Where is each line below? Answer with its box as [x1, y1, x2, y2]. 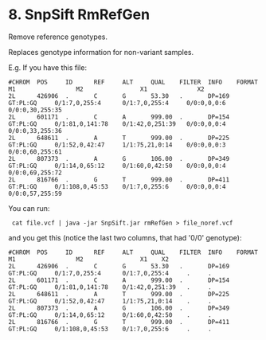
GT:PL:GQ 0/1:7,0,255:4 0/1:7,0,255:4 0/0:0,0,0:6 [8, 99, 226, 107]
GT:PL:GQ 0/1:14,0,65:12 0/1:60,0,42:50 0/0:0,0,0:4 [8, 162, 226, 170]
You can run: [8, 203, 50, 213]
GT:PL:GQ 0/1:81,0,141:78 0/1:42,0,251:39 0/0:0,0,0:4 [8, 119, 226, 128]
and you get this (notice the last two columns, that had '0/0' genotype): [8, 233, 242, 242]
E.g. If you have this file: [8, 62, 88, 72]
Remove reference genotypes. [8, 32, 108, 41]
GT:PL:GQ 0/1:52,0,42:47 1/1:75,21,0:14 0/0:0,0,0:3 [8, 141, 226, 149]
